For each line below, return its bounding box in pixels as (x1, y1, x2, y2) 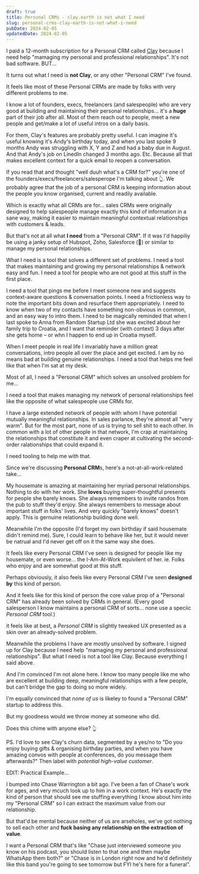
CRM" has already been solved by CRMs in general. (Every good (6, 598, 165, 606)
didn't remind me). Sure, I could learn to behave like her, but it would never (6, 532, 189, 539)
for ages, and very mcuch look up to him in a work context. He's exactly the (6, 787, 191, 794)
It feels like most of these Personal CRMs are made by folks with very (6, 83, 176, 90)
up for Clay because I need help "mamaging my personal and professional (6, 647, 188, 654)
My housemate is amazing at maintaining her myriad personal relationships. (6, 482, 191, 489)
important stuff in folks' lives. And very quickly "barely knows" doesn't (6, 508, 179, 515)
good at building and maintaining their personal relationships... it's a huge (6, 107, 187, 115)
